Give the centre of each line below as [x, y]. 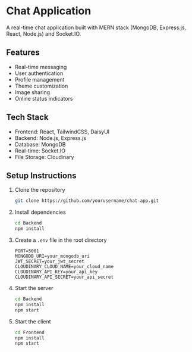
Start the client [33, 321]
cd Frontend [29, 332]
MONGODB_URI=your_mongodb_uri [52, 256]
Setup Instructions [41, 175]
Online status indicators [44, 98]
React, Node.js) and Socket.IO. [44, 33]
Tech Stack [27, 117]
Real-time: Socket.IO [40, 151]
